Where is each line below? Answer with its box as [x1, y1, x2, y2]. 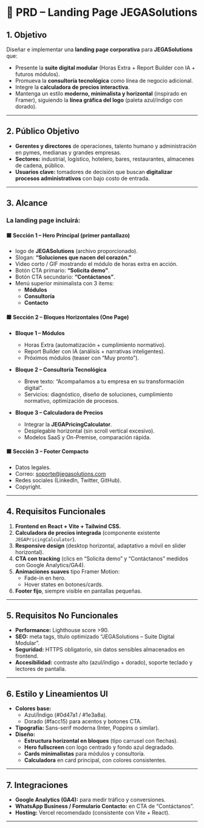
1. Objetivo [6, 30, 47, 40]
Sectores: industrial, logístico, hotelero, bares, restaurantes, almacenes [15, 155, 194, 162]
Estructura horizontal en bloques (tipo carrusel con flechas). [24, 737, 178, 745]
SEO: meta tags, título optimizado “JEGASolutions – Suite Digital [15, 633, 175, 641]
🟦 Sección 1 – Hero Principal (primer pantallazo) [6, 231, 131, 239]
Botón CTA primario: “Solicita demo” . [15, 267, 110, 274]
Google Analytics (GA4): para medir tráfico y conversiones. [15, 796, 166, 803]
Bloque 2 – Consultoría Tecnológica [15, 366, 107, 373]
